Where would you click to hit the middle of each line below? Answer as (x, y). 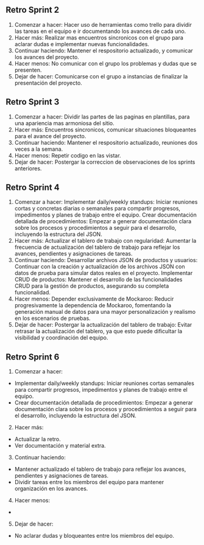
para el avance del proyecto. (50, 136)
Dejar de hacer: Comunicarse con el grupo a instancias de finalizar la (101, 76)
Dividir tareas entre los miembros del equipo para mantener (89, 482)
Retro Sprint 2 (32, 10)
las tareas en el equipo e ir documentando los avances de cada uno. (100, 31)
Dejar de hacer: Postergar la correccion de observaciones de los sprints (105, 162)
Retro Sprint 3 (33, 102)
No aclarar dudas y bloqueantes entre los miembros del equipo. (94, 536)
